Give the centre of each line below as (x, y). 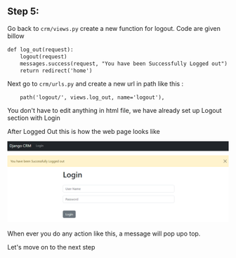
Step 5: (24, 12)
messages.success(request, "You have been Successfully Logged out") (124, 63)
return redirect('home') (56, 70)
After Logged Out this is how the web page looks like (84, 131)
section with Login (34, 118)
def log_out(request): (40, 49)
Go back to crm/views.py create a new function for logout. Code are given (114, 28)
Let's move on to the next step (51, 247)
